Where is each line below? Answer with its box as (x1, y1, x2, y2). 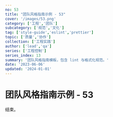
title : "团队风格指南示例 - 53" (5, 12, 66, 17)
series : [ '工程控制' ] (5, 48, 47, 53)
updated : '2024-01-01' (5, 67, 52, 72)
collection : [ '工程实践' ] (5, 39, 56, 44)
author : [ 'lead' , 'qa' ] (5, 44, 52, 49)
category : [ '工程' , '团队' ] (5, 21, 58, 26)
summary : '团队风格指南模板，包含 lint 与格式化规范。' (5, 58, 109, 62)
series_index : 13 (5, 53, 41, 58)
